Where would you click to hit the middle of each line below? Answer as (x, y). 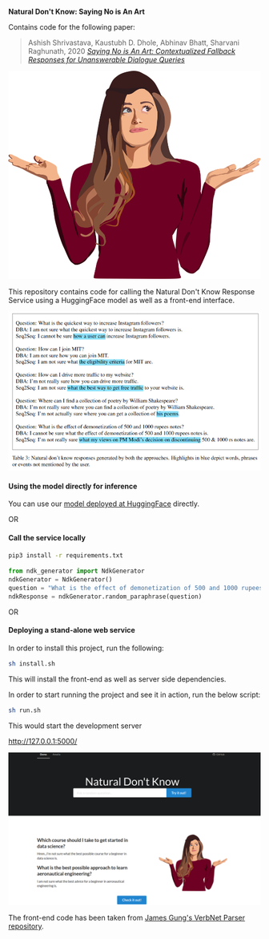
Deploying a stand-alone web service (72, 630)
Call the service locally (47, 537)
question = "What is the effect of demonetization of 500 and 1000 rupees (136, 589)
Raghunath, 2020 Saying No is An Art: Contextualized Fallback (132, 51)
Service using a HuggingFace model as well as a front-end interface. (121, 301)
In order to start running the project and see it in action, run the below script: (134, 694)
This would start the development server (75, 726)
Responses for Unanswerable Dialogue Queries (106, 60)
